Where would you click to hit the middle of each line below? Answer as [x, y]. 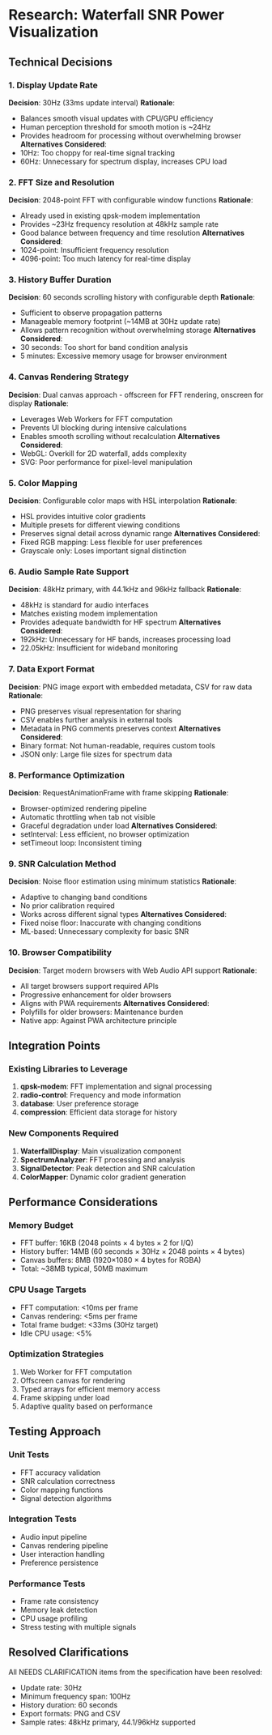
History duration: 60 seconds [69, 1705]
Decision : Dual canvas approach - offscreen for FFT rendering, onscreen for [136, 394]
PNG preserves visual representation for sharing [101, 711]
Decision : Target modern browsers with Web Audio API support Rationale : [133, 970]
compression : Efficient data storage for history [99, 1112]
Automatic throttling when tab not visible [88, 816]
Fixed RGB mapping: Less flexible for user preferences [111, 542]
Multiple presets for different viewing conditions [100, 525]
